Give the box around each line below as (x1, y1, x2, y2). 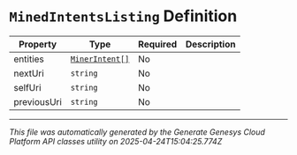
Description (185, 38, 236, 50)
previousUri (13, 95, 62, 107)
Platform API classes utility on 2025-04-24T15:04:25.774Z (9, 136, 223, 146)
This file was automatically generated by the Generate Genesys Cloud (9, 126, 265, 137)
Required (138, 38, 178, 50)
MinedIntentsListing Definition (9, 6, 238, 26)
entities (13, 53, 44, 65)
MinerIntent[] (70, 54, 130, 63)
